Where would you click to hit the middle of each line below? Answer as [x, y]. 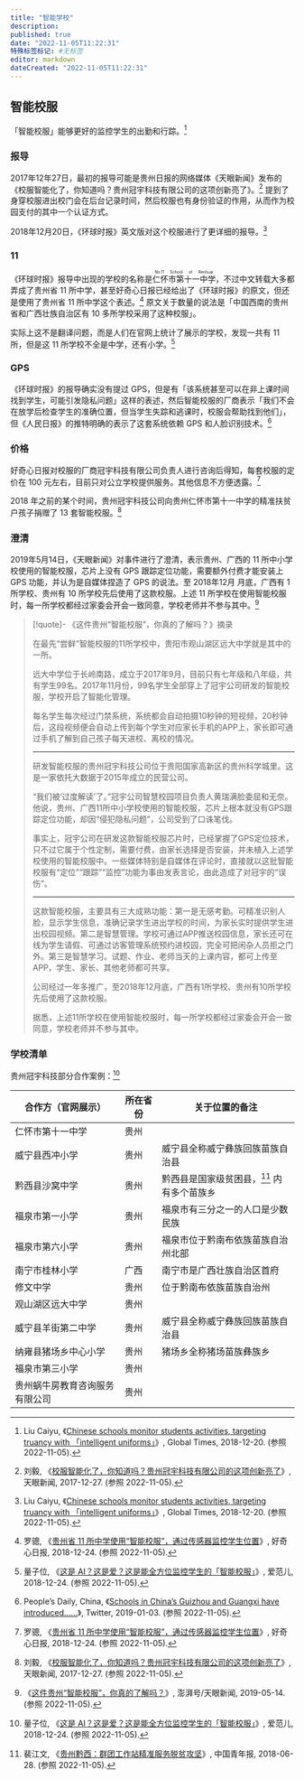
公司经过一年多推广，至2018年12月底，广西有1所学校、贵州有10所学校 [161, 987]
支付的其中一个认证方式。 [65, 212]
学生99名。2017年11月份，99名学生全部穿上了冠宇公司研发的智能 [161, 685]
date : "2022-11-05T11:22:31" [65, 43]
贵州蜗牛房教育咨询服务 [65, 1385]
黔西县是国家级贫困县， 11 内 [222, 1178]
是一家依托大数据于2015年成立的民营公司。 [112, 778]
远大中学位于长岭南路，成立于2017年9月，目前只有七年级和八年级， [158, 675]
